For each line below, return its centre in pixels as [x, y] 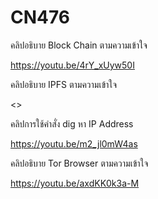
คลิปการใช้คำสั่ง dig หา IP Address [72, 123]
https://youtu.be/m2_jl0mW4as [74, 143]
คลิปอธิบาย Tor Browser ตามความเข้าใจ [79, 163]
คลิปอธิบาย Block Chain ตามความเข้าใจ [79, 45]
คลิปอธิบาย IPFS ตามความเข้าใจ [64, 84]
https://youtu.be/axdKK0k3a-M [75, 183]
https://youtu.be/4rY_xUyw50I [72, 65]
